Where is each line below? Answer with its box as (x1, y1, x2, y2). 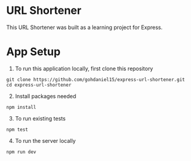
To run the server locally (15, 137, 76, 144)
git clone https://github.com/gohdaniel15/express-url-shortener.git (6, 76, 186, 82)
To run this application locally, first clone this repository (15, 65, 154, 72)
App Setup (6, 45, 61, 59)
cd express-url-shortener (6, 82, 71, 88)
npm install (6, 104, 36, 110)
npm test (6, 126, 28, 133)
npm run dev (6, 149, 36, 155)
